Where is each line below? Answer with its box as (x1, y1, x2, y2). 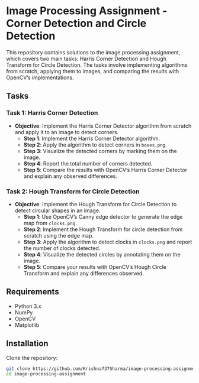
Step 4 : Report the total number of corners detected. (23, 160, 153, 167)
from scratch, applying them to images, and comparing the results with (6, 67, 179, 74)
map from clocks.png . (23, 219, 77, 226)
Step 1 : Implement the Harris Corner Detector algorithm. (23, 135, 161, 142)
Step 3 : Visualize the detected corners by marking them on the (23, 147, 177, 154)
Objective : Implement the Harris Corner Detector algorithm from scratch (14, 122, 192, 129)
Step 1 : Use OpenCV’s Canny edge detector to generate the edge (23, 213, 183, 220)
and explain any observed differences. (23, 173, 117, 180)
